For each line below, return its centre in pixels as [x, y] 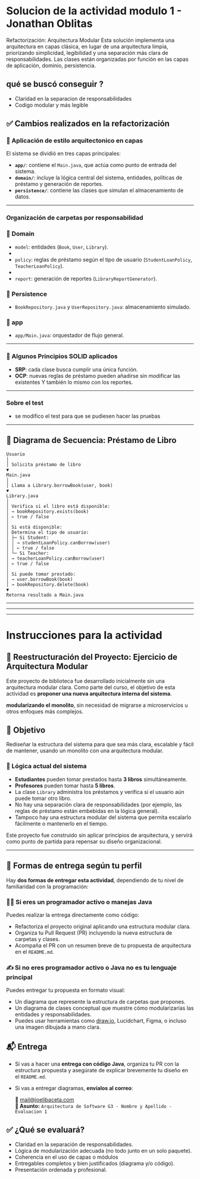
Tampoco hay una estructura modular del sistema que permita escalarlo [103, 817]
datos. [23, 197]
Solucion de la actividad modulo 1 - [94, 11]
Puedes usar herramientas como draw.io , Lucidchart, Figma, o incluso [100, 1021]
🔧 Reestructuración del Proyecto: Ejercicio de [92, 657]
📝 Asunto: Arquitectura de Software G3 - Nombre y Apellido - [93, 1106]
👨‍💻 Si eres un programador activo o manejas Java [79, 902]
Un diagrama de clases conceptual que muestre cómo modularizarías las [104, 1008]
